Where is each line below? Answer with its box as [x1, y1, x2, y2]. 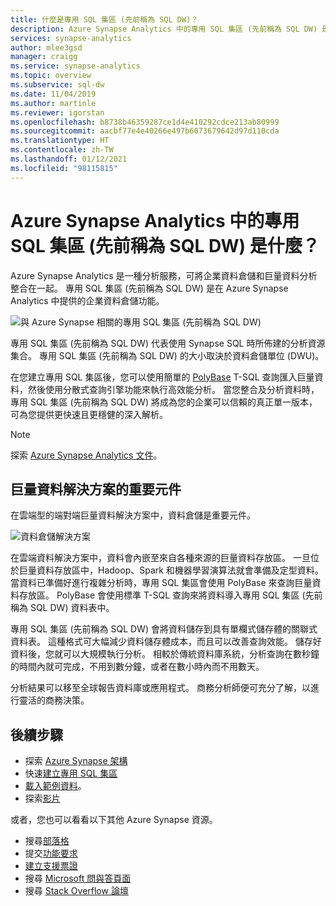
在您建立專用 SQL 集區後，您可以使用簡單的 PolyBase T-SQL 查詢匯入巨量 [10, 371, 315, 383]
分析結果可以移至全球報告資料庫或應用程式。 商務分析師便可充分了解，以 [10, 682, 311, 694]
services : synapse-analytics [10, 33, 132, 43]
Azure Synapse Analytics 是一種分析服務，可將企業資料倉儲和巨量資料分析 [10, 269, 318, 281]
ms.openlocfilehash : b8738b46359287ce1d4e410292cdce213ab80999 [10, 117, 280, 127]
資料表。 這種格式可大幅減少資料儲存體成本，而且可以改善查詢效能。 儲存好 [10, 636, 322, 648]
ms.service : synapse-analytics [10, 61, 141, 71]
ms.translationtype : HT [10, 136, 110, 146]
